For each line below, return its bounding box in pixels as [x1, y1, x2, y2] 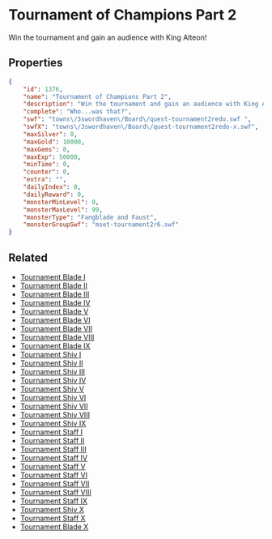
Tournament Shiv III [19, 366, 85, 376]
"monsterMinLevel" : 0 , [23, 198, 100, 206]
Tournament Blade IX [19, 340, 91, 350]
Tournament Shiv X [19, 504, 85, 514]
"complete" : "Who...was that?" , [23, 108, 132, 116]
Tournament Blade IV [19, 297, 91, 307]
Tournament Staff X [19, 513, 87, 523]
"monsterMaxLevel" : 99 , [23, 205, 104, 214]
